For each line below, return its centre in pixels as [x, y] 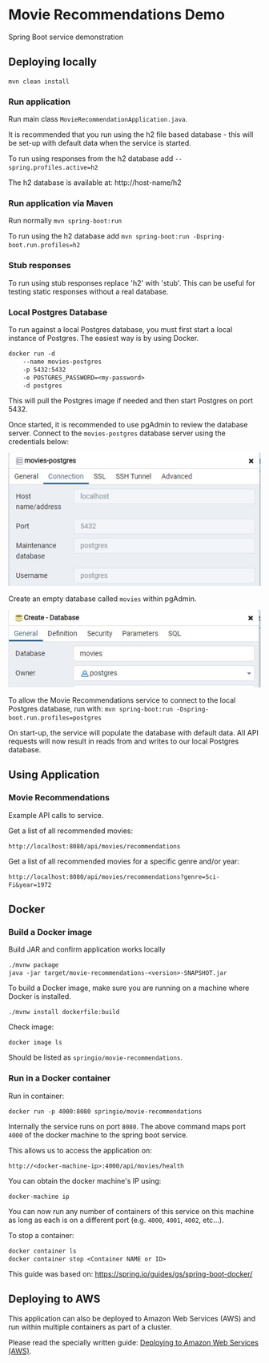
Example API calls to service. [56, 815]
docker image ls [35, 1043]
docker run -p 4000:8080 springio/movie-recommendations [105, 1111]
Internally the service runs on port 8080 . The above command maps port [127, 1126]
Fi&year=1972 [30, 885]
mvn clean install [39, 82]
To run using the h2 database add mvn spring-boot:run [99, 236]
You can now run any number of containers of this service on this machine [131, 1211]
